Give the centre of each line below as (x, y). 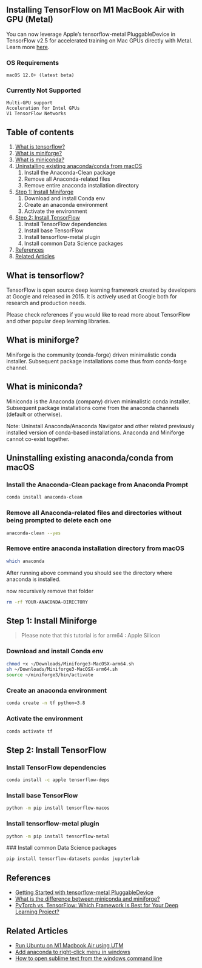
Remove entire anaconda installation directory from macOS (96, 548)
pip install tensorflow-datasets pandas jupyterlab (73, 859)
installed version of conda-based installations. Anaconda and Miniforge (96, 432)
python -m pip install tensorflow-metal (58, 836)
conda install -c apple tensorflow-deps (58, 780)
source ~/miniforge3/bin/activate (50, 675)
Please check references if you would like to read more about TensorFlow (98, 315)
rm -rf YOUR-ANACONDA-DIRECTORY (47, 602)
